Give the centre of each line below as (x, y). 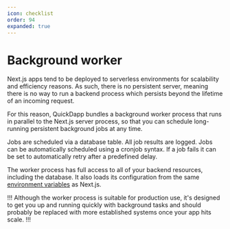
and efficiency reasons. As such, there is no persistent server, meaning (108, 86)
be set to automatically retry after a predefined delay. (82, 157)
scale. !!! (19, 219)
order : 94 (21, 20)
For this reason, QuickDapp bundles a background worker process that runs (114, 114)
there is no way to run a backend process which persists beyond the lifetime (115, 94)
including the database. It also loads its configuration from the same (103, 177)
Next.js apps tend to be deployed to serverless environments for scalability (113, 79)
